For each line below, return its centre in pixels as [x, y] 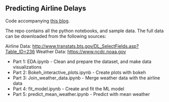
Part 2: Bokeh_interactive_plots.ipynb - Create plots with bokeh [79, 72]
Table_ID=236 [20, 51]
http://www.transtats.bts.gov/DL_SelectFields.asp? [86, 46]
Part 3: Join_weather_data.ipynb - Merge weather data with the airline [86, 78]
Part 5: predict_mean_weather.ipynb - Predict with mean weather [81, 94]
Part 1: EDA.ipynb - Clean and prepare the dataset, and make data [82, 62]
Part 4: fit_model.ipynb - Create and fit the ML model [68, 89]
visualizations [27, 67]
